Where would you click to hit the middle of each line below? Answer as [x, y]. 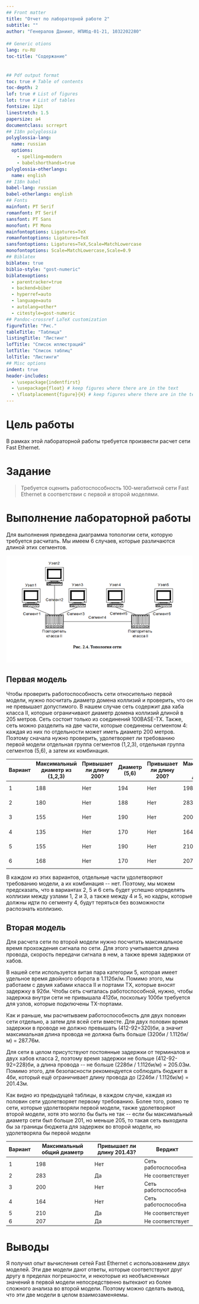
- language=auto [31, 301]
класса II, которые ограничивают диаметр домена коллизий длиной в [95, 713]
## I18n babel [24, 182]
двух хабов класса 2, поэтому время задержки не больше [81, 1058]
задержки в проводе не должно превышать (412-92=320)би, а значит [95, 1028]
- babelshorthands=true [46, 163]
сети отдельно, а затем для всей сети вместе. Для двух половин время [97, 1021]
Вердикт [167, 1149]
